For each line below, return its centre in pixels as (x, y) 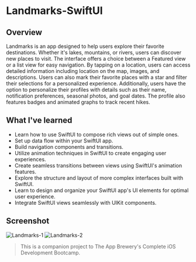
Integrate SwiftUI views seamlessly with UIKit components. (85, 202)
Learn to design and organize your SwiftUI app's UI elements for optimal (102, 190)
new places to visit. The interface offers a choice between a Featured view (96, 59)
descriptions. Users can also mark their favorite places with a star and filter (97, 77)
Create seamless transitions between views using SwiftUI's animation (98, 165)
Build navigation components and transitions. (69, 146)
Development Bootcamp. (50, 253)
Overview (24, 32)
